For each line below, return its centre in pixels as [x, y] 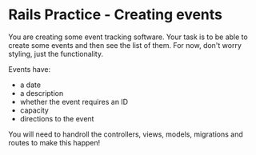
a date [30, 85]
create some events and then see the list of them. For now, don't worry [125, 45]
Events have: [29, 69]
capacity [34, 110]
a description [42, 93]
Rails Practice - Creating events [115, 15]
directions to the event [57, 118]
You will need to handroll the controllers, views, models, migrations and [126, 134]
